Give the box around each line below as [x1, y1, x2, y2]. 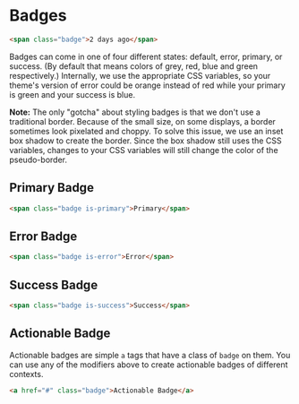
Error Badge [9, 228, 78, 244]
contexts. [9, 368, 44, 379]
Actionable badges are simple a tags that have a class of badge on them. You [9, 349, 291, 360]
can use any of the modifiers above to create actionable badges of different [9, 359, 288, 370]
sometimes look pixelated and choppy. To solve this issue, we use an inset [9, 125, 284, 136]
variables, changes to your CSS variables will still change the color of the [9, 144, 279, 155]
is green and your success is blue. [9, 89, 136, 99]
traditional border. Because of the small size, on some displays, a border [9, 116, 276, 126]
